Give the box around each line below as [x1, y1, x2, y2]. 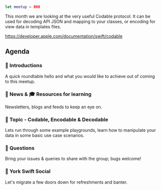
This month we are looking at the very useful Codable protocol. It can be [5, 13, 151, 19]
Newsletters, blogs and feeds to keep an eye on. [5, 104, 102, 110]
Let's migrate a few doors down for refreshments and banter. [5, 179, 128, 185]
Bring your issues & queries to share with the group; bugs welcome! [5, 156, 141, 162]
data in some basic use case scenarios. [5, 133, 84, 139]
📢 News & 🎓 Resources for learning [5, 91, 92, 98]
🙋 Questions [5, 145, 35, 152]
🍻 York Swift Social [5, 168, 51, 175]
